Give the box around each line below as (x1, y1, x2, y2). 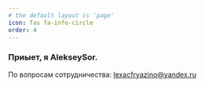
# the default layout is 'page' (8, 11, 114, 20)
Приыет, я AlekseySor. (8, 52, 99, 63)
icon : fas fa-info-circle (8, 19, 93, 27)
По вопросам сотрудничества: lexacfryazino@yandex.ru (8, 70, 197, 79)
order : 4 (8, 26, 37, 34)
